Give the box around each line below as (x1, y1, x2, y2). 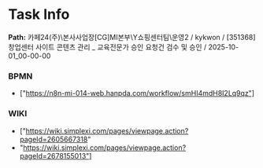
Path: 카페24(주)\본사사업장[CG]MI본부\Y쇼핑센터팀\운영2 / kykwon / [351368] (8, 32, 256, 42)
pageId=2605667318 (19, 134, 88, 144)
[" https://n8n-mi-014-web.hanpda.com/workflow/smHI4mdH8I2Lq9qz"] (19, 89, 254, 98)
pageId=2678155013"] (19, 151, 92, 160)
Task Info (8, 5, 70, 24)
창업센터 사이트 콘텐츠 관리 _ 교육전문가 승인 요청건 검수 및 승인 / (8, 42, 207, 52)
